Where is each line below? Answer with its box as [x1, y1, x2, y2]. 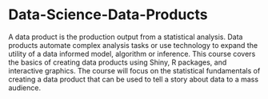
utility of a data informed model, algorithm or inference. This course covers [8, 49, 256, 58]
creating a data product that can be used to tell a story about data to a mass [8, 74, 258, 84]
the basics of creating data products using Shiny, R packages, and [8, 57, 227, 67]
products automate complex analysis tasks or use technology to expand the [8, 40, 258, 49]
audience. [8, 82, 42, 93]
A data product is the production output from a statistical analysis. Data [8, 32, 243, 42]
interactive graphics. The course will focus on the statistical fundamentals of [8, 65, 261, 75]
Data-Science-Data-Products [8, 6, 208, 24]
